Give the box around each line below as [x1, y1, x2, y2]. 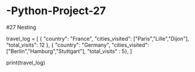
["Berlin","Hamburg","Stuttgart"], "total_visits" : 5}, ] [6, 47, 132, 54]
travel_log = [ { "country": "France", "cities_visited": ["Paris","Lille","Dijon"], [6, 35, 190, 42]
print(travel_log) [6, 59, 46, 66]
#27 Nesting [6, 24, 37, 31]
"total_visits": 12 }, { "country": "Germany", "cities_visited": [6, 41, 149, 48]
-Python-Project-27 [6, 4, 106, 18]
